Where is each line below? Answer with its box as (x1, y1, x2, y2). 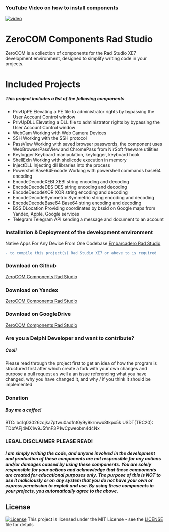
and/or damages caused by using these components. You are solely (5, 461, 152, 467)
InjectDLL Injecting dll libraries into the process (12, 162, 110, 168)
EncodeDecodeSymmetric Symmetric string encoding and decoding (12, 195, 155, 201)
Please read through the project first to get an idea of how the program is (5, 360, 157, 366)
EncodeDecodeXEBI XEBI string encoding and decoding (12, 179, 129, 185)
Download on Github (5, 262, 57, 269)
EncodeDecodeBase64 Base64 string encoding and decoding (12, 200, 142, 206)
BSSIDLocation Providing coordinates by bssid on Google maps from (12, 205, 155, 211)
